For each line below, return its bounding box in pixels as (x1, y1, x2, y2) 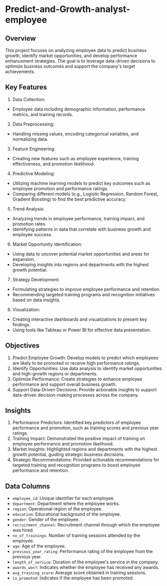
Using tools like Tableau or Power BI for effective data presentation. (12, 327, 151, 333)
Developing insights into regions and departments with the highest (12, 261, 149, 267)
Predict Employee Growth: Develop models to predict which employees (12, 354, 159, 361)
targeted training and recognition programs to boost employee (12, 462, 141, 468)
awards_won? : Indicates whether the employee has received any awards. (12, 564, 160, 570)
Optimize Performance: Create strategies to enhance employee (12, 376, 143, 382)
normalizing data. (12, 136, 48, 142)
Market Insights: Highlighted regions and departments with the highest (12, 446, 158, 452)
